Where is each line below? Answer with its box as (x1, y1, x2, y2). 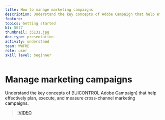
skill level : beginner (5, 52, 52, 58)
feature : (5, 16, 23, 21)
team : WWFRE (5, 44, 29, 48)
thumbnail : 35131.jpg (5, 30, 50, 35)
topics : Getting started (5, 21, 56, 26)
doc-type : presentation (5, 35, 54, 40)
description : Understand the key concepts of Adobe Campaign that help (5, 12, 155, 17)
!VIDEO (17, 110, 32, 116)
